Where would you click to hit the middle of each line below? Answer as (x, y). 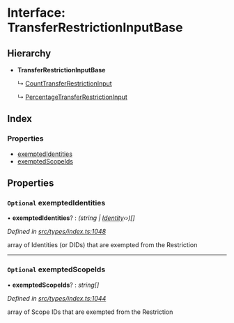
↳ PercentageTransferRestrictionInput (72, 97)
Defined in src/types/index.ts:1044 (57, 298)
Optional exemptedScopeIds (56, 269)
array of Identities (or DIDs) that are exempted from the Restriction (102, 245)
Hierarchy (29, 53)
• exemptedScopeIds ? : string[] (53, 285)
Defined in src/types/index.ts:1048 (57, 232)
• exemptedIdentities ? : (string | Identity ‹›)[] (71, 218)
